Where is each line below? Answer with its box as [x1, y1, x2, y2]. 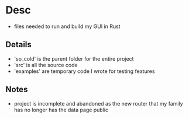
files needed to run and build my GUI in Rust [13, 23, 121, 30]
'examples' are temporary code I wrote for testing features [13, 68, 156, 75]
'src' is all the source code [13, 61, 78, 68]
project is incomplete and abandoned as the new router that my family [13, 100, 183, 107]
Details [5, 40, 32, 50]
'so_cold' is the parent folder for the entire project [13, 55, 134, 62]
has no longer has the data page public [13, 106, 109, 113]
